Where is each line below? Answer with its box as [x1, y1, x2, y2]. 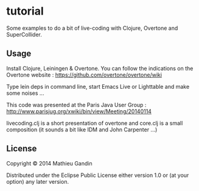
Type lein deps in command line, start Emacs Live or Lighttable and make [6, 83, 190, 90]
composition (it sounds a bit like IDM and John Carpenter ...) [6, 126, 158, 133]
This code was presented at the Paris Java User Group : [6, 101, 147, 108]
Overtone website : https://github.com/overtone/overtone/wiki [6, 71, 162, 78]
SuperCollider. [6, 30, 43, 38]
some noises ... [6, 89, 44, 97]
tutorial [6, 4, 44, 18]
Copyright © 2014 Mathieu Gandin [6, 159, 93, 167]
